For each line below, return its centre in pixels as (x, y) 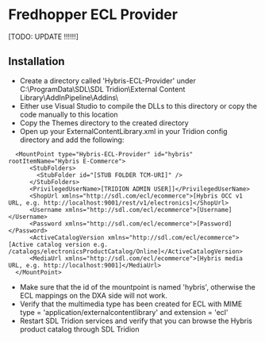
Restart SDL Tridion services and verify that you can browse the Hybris (136, 321)
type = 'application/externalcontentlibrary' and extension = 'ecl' (124, 312)
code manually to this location (69, 114)
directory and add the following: (72, 140)
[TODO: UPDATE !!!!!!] (44, 37)
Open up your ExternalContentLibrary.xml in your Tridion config (123, 131)
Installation (36, 61)
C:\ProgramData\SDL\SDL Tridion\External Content (102, 89)
